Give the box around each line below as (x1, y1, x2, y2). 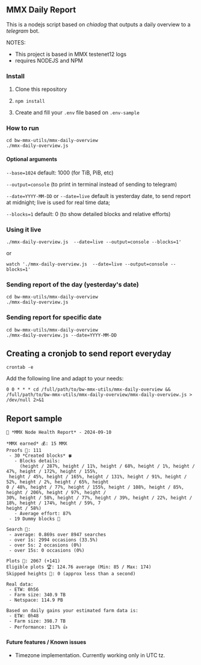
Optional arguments (6, 156, 57, 162)
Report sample (6, 413, 63, 424)
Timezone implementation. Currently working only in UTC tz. (14, 652, 165, 659)
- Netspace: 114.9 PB (8, 597, 63, 604)
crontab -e (6, 364, 34, 371)
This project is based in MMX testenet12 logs (14, 51, 127, 58)
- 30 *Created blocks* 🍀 (8, 453, 72, 459)
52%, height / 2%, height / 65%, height (6, 479, 110, 485)
